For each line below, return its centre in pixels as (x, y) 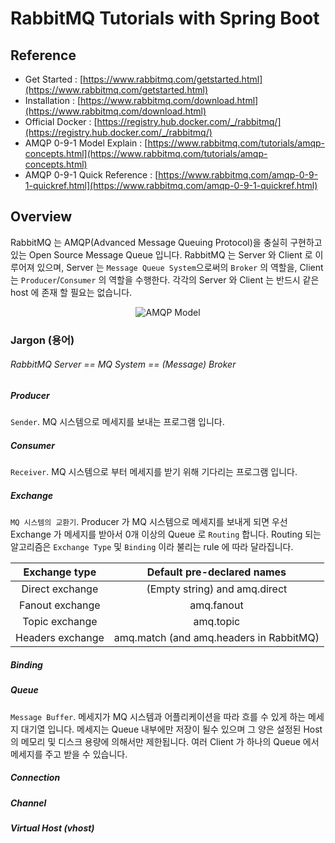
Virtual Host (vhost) (52, 828)
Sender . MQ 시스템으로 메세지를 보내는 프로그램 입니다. (117, 422)
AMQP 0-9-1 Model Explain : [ (86, 143)
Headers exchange (60, 638)
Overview (41, 217)
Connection (35, 778)
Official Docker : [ (61, 121)
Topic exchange (60, 622)
